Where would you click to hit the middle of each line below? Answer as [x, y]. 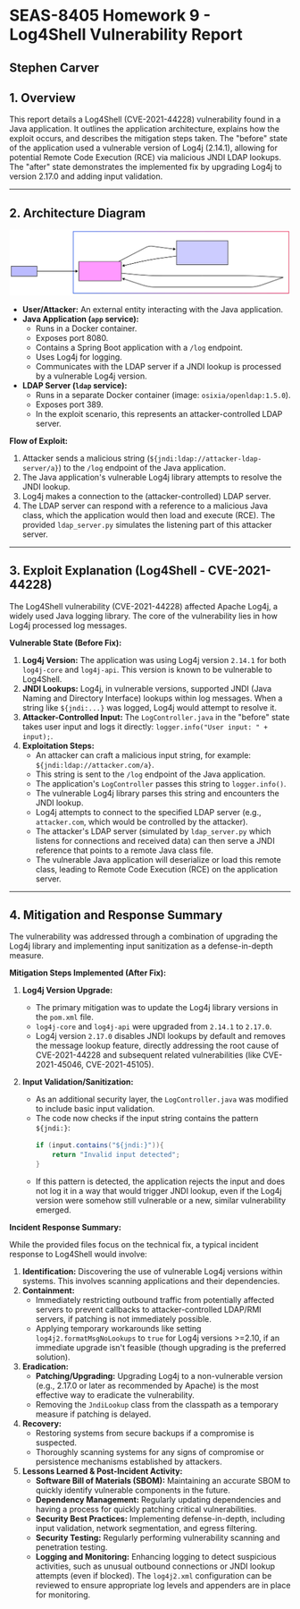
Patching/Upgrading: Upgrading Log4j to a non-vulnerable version [159, 1376]
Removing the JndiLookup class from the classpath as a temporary [157, 1405]
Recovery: [42, 1424]
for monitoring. [63, 1595]
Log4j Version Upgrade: [67, 991]
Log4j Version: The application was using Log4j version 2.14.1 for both [154, 660]
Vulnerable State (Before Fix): [66, 643]
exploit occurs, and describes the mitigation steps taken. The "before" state [149, 139]
